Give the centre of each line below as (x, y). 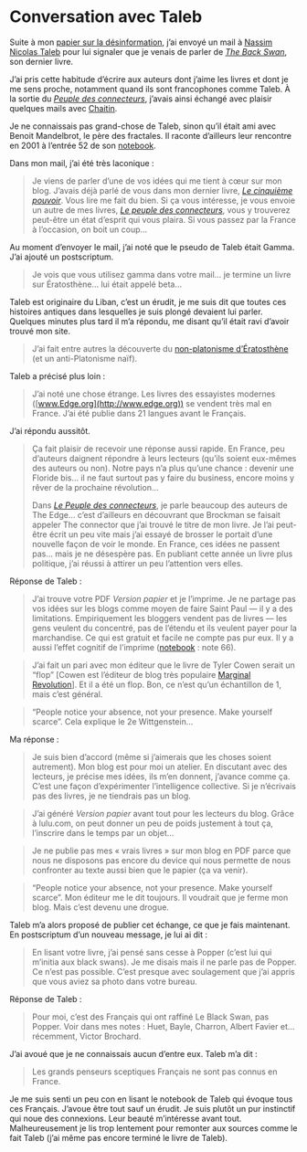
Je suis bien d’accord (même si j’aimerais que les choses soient (151, 756)
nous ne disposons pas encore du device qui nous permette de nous (161, 860)
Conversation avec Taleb (106, 17)
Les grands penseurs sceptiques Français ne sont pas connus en (154, 1072)
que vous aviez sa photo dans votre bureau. (115, 981)
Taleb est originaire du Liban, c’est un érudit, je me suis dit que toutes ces (148, 301)
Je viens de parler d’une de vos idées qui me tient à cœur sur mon (157, 181)
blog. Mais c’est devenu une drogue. (100, 907)
